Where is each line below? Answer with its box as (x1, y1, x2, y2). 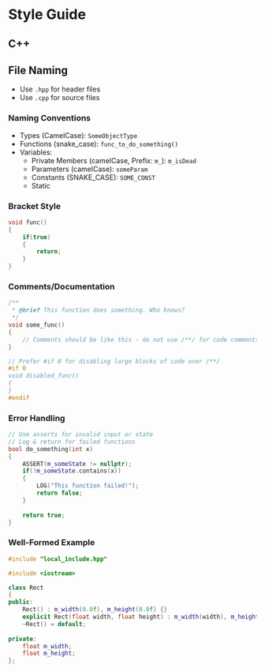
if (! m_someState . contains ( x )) (22, 467, 122, 475)
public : (8, 598, 34, 607)
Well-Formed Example (8, 537, 95, 548)
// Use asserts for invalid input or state (8, 431, 154, 439)
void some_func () (8, 321, 65, 329)
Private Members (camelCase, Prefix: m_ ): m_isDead (31, 155, 197, 165)
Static (31, 181, 51, 190)
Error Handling (8, 413, 65, 424)
